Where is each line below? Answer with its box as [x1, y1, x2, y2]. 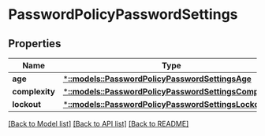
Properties [8, 37, 62, 50]
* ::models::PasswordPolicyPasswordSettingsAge [62, 73, 252, 84]
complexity [12, 86, 55, 97]
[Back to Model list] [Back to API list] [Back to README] [8, 119, 189, 128]
